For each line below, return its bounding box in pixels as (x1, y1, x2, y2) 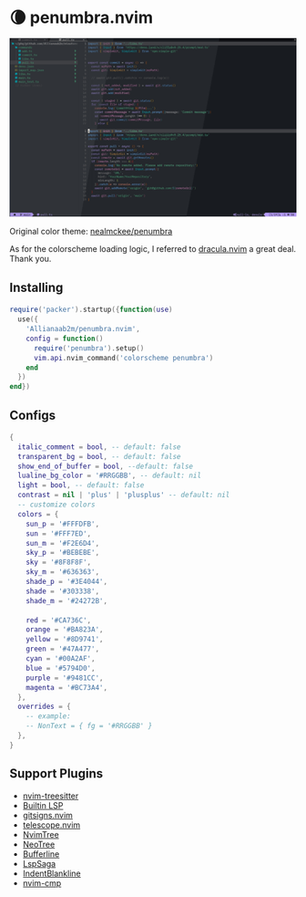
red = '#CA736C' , (25, 615, 92, 625)
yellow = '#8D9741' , (25, 635, 104, 644)
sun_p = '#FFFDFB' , (25, 519, 100, 528)
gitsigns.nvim (22, 809, 73, 820)
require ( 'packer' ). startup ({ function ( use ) (9, 305, 173, 315)
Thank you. (9, 254, 52, 265)
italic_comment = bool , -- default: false (17, 442, 181, 452)
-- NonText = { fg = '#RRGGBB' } (25, 722, 153, 731)
